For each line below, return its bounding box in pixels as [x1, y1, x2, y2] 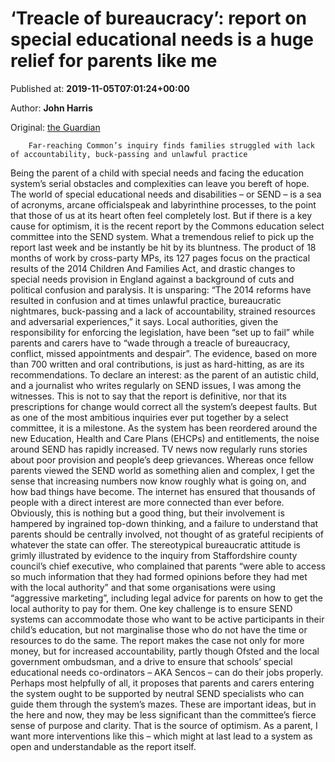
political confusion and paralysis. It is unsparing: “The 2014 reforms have [10, 283, 312, 296]
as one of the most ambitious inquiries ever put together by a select [10, 411, 289, 423]
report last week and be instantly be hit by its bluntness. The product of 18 [10, 241, 317, 253]
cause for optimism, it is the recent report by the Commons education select [10, 220, 325, 232]
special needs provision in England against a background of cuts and [10, 273, 295, 285]
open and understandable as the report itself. [10, 740, 197, 752]
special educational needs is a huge [10, 28, 315, 51]
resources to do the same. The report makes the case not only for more [10, 634, 305, 646]
